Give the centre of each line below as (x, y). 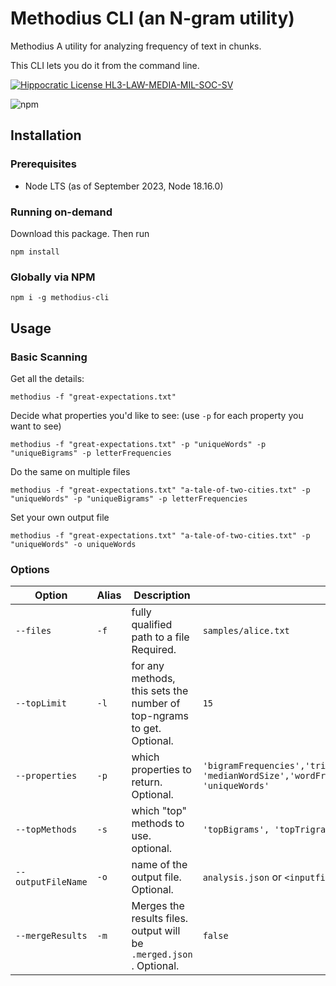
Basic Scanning (49, 357)
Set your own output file (60, 517)
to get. (146, 729)
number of (156, 704)
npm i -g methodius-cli (60, 298)
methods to (158, 824)
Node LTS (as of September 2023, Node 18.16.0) (124, 186)
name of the (159, 865)
